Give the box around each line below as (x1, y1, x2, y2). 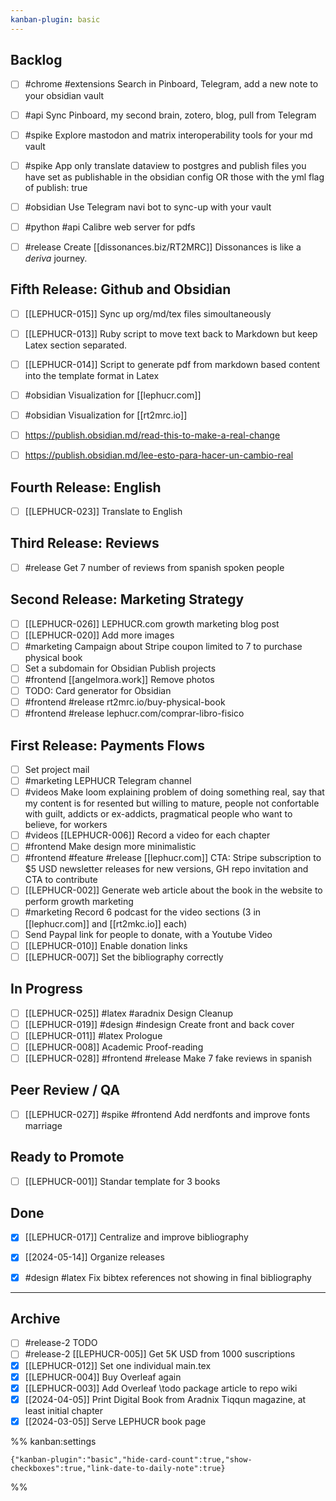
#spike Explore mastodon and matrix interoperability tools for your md (24, 129, 313, 141)
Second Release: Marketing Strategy (10, 591, 245, 608)
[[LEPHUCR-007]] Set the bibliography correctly (24, 951, 224, 963)
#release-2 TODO (24, 1337, 98, 1349)
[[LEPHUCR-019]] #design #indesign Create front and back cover (24, 1018, 295, 1030)
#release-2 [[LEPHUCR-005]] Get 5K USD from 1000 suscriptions (24, 1348, 296, 1360)
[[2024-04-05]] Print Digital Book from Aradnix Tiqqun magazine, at (24, 1393, 307, 1405)
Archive (10, 1310, 61, 1327)
